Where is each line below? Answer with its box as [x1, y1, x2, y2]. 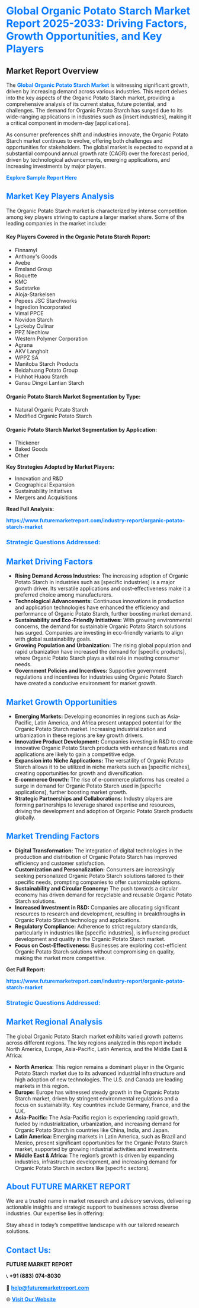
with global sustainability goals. [14, 635, 92, 643]
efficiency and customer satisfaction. [14, 860, 105, 867]
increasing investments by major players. [6, 162, 107, 170]
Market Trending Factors [6, 831, 99, 841]
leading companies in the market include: [6, 219, 107, 227]
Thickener [14, 439, 40, 447]
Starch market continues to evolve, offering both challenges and [6, 137, 163, 144]
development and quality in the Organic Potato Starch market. [14, 935, 166, 942]
